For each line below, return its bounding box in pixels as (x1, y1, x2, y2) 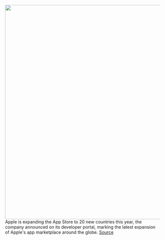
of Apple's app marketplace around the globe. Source (5, 229, 114, 235)
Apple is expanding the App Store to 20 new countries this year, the (5, 219, 142, 225)
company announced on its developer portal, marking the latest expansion (5, 224, 156, 230)
